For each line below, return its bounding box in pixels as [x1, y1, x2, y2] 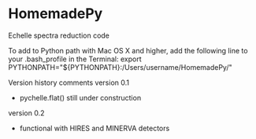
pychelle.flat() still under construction [19, 93, 142, 102]
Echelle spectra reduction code [8, 31, 110, 40]
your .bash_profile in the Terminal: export [8, 54, 142, 64]
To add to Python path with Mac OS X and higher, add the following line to [8, 46, 248, 55]
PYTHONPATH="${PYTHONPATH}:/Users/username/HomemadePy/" [8, 62, 232, 71]
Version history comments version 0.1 [8, 78, 130, 87]
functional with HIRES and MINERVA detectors [19, 123, 170, 133]
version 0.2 [8, 108, 45, 118]
